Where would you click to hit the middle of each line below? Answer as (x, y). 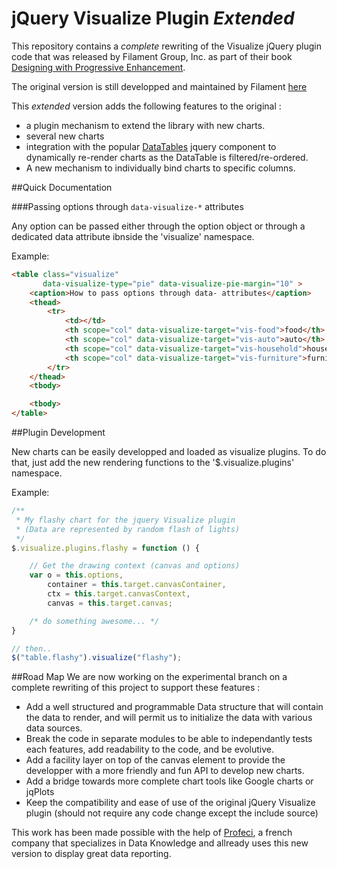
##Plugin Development (58, 433)
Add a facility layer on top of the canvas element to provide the (155, 760)
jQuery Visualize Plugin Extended (153, 18)
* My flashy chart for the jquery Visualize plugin (125, 520)
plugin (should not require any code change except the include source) (172, 813)
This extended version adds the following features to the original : (146, 106)
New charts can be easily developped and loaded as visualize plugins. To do (169, 452)
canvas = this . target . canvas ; (110, 603)
